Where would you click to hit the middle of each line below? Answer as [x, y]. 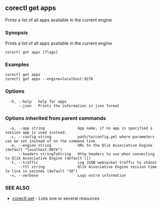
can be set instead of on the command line [50, 141]
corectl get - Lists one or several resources [56, 199]
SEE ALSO [17, 187]
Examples [17, 65]
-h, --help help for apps [38, 102]
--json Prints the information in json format [69, 106]
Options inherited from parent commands [56, 118]
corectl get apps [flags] [31, 52]
